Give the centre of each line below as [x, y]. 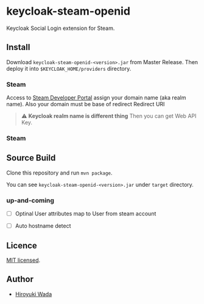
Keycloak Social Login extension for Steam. [61, 28]
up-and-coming [30, 200]
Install [18, 47]
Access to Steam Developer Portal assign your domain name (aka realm [96, 98]
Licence [22, 245]
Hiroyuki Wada [33, 294]
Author [20, 279]
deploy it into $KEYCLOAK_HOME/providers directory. [69, 68]
